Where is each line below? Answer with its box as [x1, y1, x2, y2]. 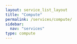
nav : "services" [10, 26, 45, 31]
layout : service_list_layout [5, 7, 68, 13]
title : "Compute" [5, 12, 43, 17]
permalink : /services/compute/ [5, 17, 72, 22]
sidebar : [5, 21, 24, 27]
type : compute [5, 31, 36, 36]
